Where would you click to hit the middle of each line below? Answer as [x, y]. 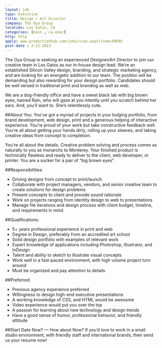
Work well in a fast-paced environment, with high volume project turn [81, 260]
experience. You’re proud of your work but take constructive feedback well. [81, 125]
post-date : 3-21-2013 [28, 46]
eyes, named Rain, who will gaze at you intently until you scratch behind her [81, 100]
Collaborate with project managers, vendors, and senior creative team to [84, 184]
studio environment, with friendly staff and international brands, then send [79, 335]
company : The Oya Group [29, 23]
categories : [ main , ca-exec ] [36, 32]
